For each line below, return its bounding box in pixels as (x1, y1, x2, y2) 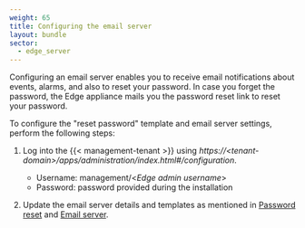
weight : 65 (9, 13, 51, 23)
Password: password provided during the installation (35, 182, 233, 193)
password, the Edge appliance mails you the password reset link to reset (9, 91, 281, 102)
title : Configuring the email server (9, 22, 152, 31)
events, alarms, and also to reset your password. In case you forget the (9, 81, 275, 92)
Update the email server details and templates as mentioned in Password (22, 200, 296, 211)
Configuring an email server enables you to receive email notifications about (9, 71, 295, 82)
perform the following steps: (9, 128, 115, 138)
